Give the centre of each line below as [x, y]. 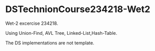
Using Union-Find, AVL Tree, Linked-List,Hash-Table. [61, 33]
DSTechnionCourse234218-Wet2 [78, 9]
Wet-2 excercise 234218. [32, 23]
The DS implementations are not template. [50, 43]
